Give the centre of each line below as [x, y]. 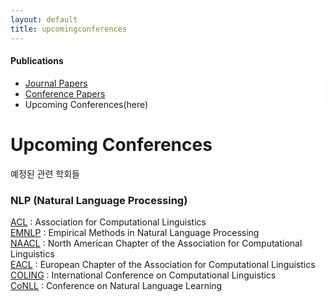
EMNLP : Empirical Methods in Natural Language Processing [135, 232]
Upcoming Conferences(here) [86, 104]
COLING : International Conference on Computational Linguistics [143, 275]
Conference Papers [65, 93]
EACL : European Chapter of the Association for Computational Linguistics [163, 264]
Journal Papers [56, 83]
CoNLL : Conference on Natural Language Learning [116, 285]
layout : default [44, 19]
